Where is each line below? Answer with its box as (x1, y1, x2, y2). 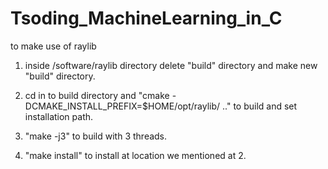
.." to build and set (222, 100, 298, 112)
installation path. (24, 110, 94, 122)
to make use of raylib (10, 40, 97, 52)
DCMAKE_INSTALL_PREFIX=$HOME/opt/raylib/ (24, 100, 221, 112)
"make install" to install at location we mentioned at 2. (24, 149, 247, 161)
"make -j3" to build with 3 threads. (24, 130, 168, 142)
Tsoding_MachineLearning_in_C (10, 7, 283, 30)
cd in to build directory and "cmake (24, 89, 170, 101)
